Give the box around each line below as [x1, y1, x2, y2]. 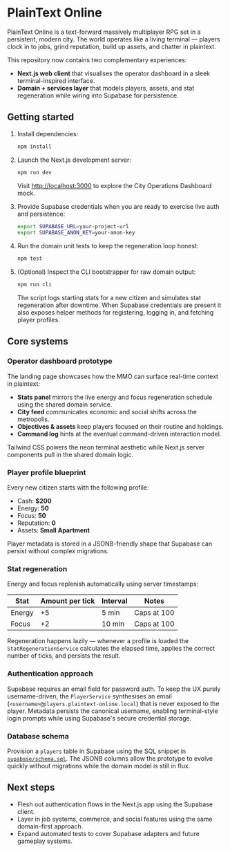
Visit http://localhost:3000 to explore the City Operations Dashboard [17, 181, 212, 189]
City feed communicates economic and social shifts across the [17, 407, 198, 416]
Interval [101, 596, 128, 606]
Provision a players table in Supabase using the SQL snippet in [7, 747, 186, 755]
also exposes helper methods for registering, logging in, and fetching [17, 308, 214, 316]
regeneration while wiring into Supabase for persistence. [17, 91, 179, 100]
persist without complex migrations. [7, 546, 109, 555]
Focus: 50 [17, 511, 46, 519]
